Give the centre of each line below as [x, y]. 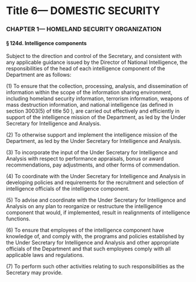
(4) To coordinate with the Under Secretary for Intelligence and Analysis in [96, 176]
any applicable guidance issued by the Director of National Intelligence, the [97, 62]
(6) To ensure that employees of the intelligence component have [85, 230]
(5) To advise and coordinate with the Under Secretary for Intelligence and [96, 200]
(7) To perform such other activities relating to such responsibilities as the [95, 266]
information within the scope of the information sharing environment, [89, 93]
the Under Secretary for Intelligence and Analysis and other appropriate [93, 243]
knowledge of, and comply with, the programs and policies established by [95, 236]
